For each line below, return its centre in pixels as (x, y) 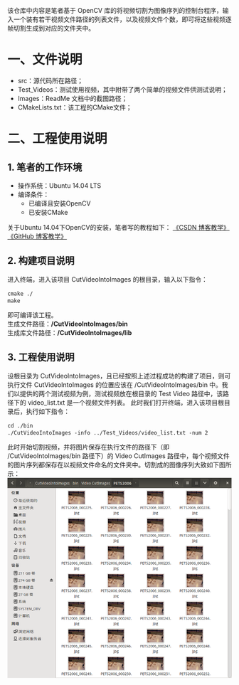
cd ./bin (20, 425)
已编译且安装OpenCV (59, 203)
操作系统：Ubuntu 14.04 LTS (59, 185)
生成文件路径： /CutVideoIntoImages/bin (68, 324)
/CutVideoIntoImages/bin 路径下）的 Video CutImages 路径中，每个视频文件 (118, 456)
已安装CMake (48, 212)
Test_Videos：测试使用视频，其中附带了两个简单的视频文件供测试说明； (122, 89)
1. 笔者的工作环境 (45, 167)
